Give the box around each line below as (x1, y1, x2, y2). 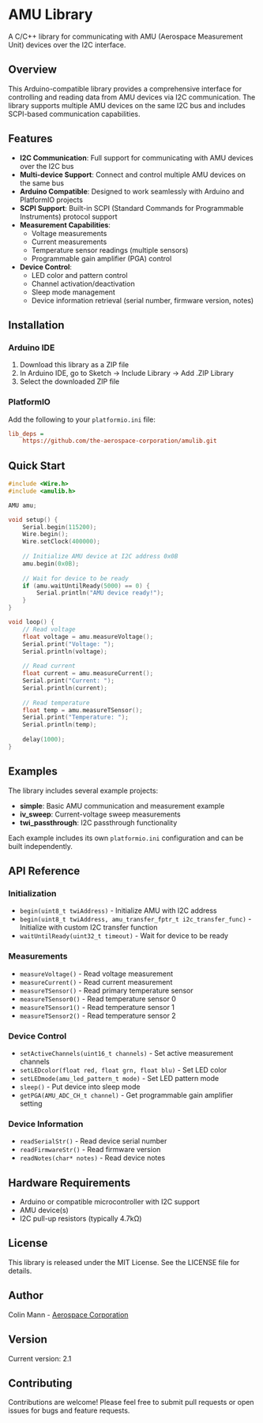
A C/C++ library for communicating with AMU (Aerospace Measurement (8, 32, 243, 41)
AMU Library (8, 6, 93, 24)
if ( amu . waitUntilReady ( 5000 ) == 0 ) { (22, 582, 150, 590)
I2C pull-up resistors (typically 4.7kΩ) (19, 1214, 142, 1223)
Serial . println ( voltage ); (22, 648, 108, 655)
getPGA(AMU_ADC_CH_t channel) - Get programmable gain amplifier (19, 1090, 234, 1099)
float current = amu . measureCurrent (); (22, 670, 154, 678)
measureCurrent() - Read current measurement (19, 977, 173, 986)
